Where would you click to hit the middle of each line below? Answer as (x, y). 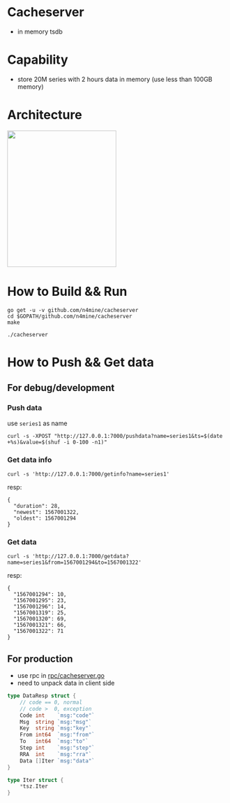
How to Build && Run (67, 292)
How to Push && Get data (81, 362)
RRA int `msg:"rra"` (56, 754)
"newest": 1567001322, (46, 512)
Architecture (45, 115)
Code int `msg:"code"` (58, 715)
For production (40, 659)
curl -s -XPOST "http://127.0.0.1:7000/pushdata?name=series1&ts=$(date (115, 436)
